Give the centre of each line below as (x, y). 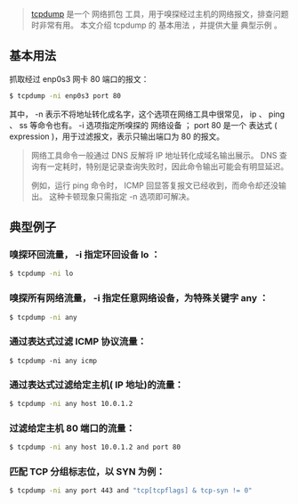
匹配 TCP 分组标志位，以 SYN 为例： (88, 471)
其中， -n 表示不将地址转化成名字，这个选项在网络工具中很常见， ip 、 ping (147, 114)
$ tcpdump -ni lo (41, 274)
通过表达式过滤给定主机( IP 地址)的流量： (97, 385)
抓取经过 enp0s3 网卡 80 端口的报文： (79, 78)
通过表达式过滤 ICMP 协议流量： (78, 342)
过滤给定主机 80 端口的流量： (72, 428)
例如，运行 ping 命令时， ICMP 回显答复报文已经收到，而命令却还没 (154, 185)
